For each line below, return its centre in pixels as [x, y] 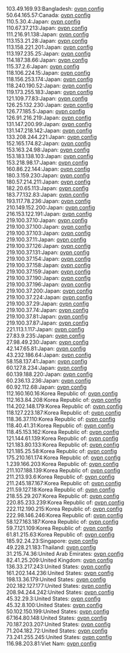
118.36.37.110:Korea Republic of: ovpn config [61, 419]
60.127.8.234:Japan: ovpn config [47, 368]
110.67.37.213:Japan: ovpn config [47, 28]
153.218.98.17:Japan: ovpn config [47, 163]
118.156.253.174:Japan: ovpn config [50, 79]
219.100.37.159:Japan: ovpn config [48, 272]
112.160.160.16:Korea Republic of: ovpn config [62, 393]
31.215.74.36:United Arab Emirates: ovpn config [65, 554]
